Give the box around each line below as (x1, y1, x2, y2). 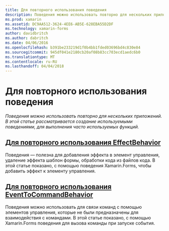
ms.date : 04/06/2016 (5, 40, 49, 45)
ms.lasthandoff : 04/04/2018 (5, 64, 64, 69)
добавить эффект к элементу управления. (5, 168, 96, 174)
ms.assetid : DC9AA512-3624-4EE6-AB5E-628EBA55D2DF (5, 21, 114, 27)
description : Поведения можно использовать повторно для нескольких (5, 12, 152, 17)
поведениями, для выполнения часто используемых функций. (5, 124, 139, 130)
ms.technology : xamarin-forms (5, 26, 69, 31)
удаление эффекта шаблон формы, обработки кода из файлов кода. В (5, 157, 155, 163)
